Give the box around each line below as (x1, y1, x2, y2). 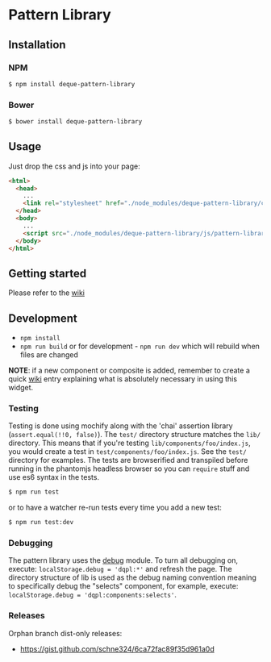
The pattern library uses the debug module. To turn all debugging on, (8, 556, 238, 565)
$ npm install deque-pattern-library (8, 80, 135, 88)
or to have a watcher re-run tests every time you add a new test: (8, 502, 222, 513)
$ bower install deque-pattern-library (8, 118, 143, 126)
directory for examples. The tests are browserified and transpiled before (8, 456, 248, 465)
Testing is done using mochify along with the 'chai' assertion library (8, 421, 233, 431)
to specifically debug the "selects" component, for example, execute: (8, 581, 239, 591)
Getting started (8, 266, 87, 280)
